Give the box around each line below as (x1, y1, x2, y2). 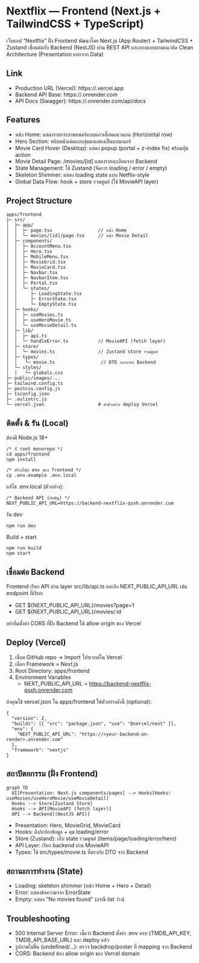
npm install (6, 456, 36, 463)
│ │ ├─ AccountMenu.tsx (6, 243, 71, 250)
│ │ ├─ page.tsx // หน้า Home (6, 227, 127, 233)
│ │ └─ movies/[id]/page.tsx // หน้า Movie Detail (6, 233, 149, 239)
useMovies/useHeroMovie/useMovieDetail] (6, 795, 110, 801)
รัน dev (6, 511, 23, 518)
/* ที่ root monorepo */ (6, 446, 63, 452)
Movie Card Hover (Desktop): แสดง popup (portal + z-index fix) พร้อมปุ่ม (14, 144, 189, 151)
